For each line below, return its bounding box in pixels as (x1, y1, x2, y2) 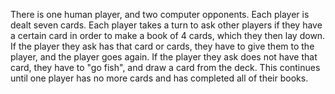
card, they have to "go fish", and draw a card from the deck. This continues (10, 62, 321, 73)
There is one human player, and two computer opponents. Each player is (10, 9, 310, 20)
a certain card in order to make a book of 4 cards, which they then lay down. (10, 30, 326, 41)
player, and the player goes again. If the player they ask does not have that (10, 51, 318, 63)
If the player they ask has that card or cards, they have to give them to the (10, 40, 315, 52)
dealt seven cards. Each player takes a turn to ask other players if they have (10, 19, 323, 31)
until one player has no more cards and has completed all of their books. (10, 72, 309, 84)
